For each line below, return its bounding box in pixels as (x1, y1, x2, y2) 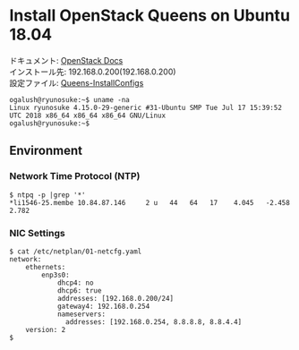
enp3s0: (41, 270, 70, 279)
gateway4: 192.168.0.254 (56, 302, 150, 311)
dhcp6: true (56, 286, 102, 295)
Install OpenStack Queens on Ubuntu (9, 5, 291, 26)
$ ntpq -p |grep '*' (9, 190, 87, 200)
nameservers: (56, 310, 106, 319)
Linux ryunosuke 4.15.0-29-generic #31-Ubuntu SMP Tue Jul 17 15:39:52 (9, 103, 282, 112)
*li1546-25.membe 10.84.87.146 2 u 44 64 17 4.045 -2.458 (9, 198, 291, 207)
